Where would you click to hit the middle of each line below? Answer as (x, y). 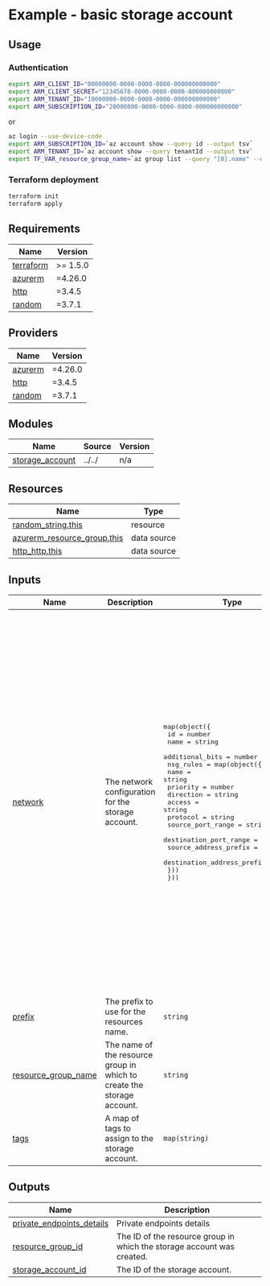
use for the (125, 1012)
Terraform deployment (53, 179)
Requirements (44, 229)
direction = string (203, 794)
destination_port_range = (211, 840)
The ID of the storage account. (174, 1269)
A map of (122, 1118)
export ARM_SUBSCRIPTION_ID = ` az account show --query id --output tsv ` (131, 144)
